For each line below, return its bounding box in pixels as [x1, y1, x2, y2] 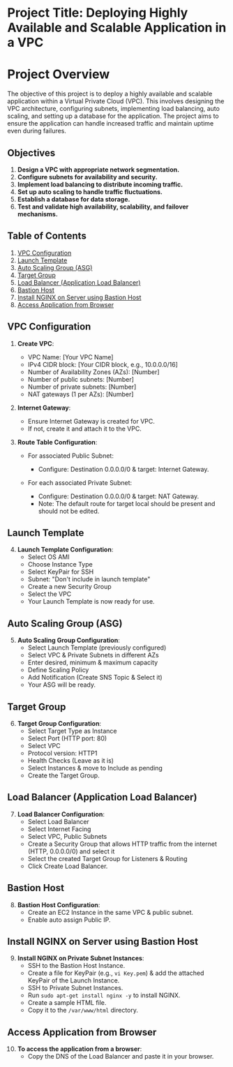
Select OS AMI [27, 553, 70, 561]
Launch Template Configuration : [17, 546, 114, 554]
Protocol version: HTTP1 [27, 749, 98, 757]
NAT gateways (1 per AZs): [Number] [27, 389, 134, 398]
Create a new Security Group [27, 583, 112, 591]
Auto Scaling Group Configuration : [17, 636, 120, 645]
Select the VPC [27, 590, 72, 598]
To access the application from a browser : [17, 1045, 142, 1053]
